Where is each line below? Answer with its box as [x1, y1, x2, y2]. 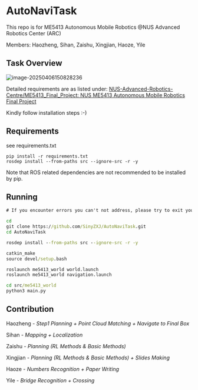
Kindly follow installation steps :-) [6, 109, 87, 116]
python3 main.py [6, 288, 46, 294]
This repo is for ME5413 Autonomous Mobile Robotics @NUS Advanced [6, 24, 180, 31]
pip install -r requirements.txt [6, 153, 88, 159]
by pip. [6, 175, 23, 182]
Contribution [6, 304, 54, 314]
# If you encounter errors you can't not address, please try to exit [6, 208, 183, 214]
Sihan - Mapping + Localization [6, 331, 83, 338]
